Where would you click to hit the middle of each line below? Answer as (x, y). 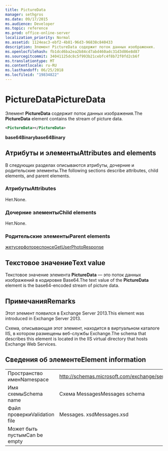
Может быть (23, 429)
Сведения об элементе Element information (76, 360)
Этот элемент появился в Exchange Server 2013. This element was (75, 313)
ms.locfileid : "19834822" (32, 75)
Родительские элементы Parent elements (58, 236)
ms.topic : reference (27, 28)
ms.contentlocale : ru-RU (31, 65)
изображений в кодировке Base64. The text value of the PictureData (77, 280)
